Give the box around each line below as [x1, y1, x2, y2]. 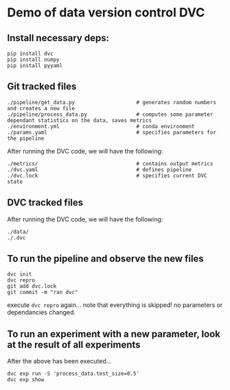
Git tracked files [7, 81, 77, 93]
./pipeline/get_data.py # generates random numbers [7, 99, 216, 106]
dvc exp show [7, 376, 45, 383]
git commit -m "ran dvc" [7, 289, 78, 296]
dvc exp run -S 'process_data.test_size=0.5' [7, 370, 139, 378]
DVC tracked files [7, 197, 84, 208]
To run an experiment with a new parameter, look [7, 328, 221, 340]
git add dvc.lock [7, 283, 57, 290]
